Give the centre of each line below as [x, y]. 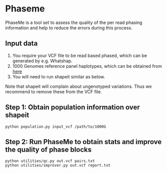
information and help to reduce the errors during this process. [69, 27]
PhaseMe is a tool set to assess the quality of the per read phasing [74, 22]
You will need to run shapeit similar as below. [59, 77]
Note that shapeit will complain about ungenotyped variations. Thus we [78, 86]
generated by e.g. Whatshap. [42, 61]
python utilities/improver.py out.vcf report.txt [58, 166]
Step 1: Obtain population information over [72, 107]
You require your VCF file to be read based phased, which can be [80, 55]
